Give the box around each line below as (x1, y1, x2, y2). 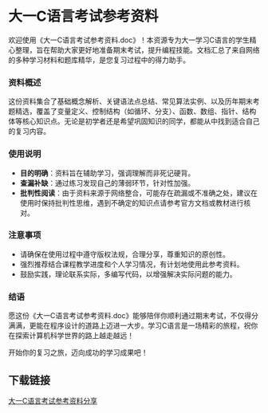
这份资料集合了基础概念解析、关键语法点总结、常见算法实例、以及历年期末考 (8, 96, 260, 106)
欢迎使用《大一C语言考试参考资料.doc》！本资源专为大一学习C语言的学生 (8, 35, 250, 45)
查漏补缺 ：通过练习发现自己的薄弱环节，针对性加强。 (19, 178, 195, 187)
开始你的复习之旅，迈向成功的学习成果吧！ (8, 348, 148, 357)
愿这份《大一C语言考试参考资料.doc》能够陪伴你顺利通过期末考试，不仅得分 (8, 311, 259, 321)
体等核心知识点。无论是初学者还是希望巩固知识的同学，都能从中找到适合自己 (8, 116, 260, 126)
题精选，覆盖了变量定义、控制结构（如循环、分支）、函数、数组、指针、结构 (8, 107, 257, 116)
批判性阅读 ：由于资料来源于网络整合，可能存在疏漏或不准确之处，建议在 (19, 188, 258, 198)
